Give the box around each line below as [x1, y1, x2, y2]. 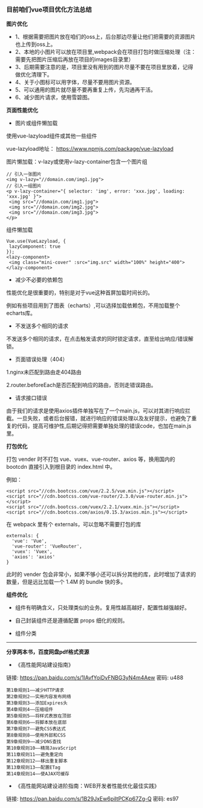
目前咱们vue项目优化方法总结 [6, 5, 92, 13]
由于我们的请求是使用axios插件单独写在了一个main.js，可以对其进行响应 [6, 407, 185, 414]
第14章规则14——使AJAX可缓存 [6, 771, 69, 777]
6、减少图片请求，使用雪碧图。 [14, 94, 93, 101]
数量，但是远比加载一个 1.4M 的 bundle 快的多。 [6, 578, 126, 586]
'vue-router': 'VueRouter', [11, 543, 83, 549]
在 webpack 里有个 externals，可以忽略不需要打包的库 [6, 521, 141, 528]
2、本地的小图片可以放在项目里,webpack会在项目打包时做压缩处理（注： [14, 48, 196, 56]
